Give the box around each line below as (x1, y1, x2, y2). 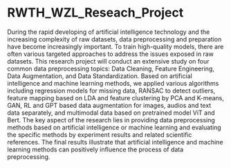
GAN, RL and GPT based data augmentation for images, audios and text (7, 101, 212, 109)
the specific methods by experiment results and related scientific (7, 130, 192, 139)
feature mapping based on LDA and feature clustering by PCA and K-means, (7, 93, 225, 102)
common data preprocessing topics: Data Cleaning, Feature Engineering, (7, 64, 214, 73)
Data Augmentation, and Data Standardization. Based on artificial (7, 71, 192, 80)
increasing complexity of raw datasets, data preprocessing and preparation (7, 35, 222, 43)
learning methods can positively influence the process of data (7, 145, 184, 153)
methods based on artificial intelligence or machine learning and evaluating (7, 123, 221, 131)
